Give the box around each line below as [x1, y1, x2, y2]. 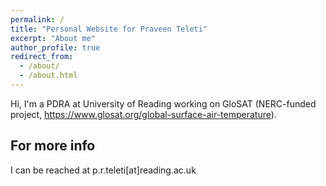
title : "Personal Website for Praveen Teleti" [10, 24, 208, 34]
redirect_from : [10, 52, 74, 62]
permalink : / [10, 14, 65, 25]
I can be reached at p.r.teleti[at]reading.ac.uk [10, 164, 197, 176]
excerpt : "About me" [10, 33, 97, 43]
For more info [10, 137, 96, 155]
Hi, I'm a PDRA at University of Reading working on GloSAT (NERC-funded [10, 97, 317, 110]
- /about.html [19, 71, 78, 81]
